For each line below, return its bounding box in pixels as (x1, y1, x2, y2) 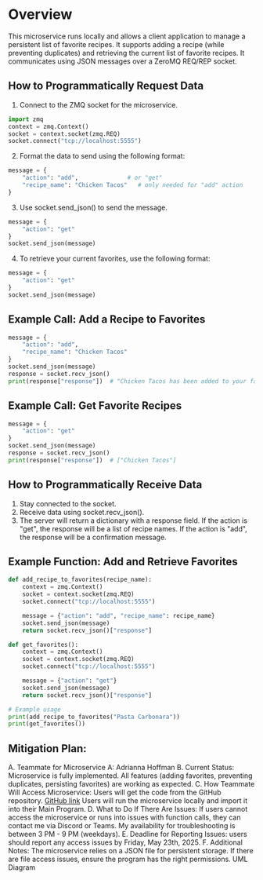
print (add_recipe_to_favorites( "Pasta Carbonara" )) (8, 713, 180, 721)
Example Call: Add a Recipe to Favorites (8, 312, 206, 327)
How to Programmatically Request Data (8, 79, 204, 93)
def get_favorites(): (8, 641, 79, 648)
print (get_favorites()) (8, 720, 86, 728)
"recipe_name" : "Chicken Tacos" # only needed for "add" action (22, 181, 243, 189)
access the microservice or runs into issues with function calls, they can (8, 812, 241, 822)
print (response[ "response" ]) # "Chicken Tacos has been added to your (8, 377, 247, 385)
